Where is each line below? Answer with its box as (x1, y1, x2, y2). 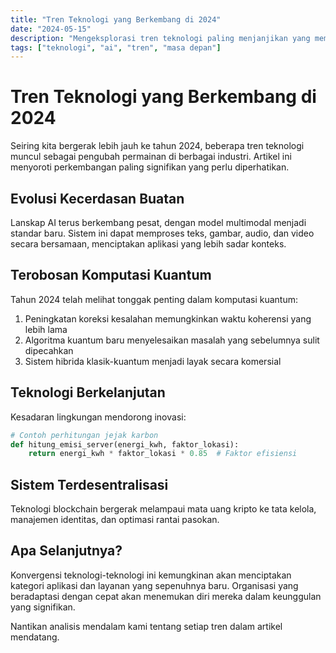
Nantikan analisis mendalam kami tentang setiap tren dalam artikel (10, 620, 283, 632)
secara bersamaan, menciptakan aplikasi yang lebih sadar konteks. (10, 238, 287, 250)
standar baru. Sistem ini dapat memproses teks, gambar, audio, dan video (10, 227, 315, 239)
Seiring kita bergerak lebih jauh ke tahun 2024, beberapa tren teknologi (10, 140, 305, 152)
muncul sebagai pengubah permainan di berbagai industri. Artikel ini (10, 151, 292, 163)
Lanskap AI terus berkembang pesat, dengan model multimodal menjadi (10, 217, 307, 228)
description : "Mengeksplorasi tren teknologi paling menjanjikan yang (10, 33, 311, 43)
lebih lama (24, 323, 68, 335)
